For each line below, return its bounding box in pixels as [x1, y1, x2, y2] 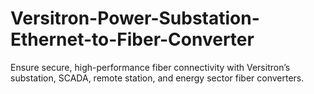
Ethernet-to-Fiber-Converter [10, 28, 255, 51]
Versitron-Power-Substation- [10, 7, 260, 30]
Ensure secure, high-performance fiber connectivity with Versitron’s [10, 61, 291, 73]
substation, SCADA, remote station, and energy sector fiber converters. [10, 72, 305, 84]
